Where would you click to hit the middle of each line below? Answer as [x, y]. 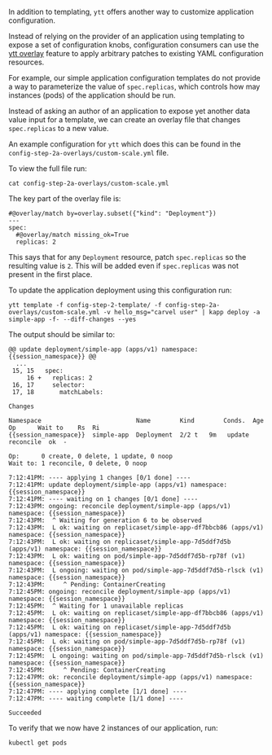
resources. [26, 62]
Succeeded [25, 713]
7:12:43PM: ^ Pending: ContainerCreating [87, 585]
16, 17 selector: [48, 385]
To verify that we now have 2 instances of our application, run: [113, 728]
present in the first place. [50, 274]
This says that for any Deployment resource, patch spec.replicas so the [127, 257]
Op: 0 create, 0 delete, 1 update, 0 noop [91, 456]
